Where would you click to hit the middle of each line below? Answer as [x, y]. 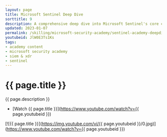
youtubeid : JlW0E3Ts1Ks [30, 38]
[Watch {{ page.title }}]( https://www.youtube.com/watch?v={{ [76, 109]
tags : [11, 42]
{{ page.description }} [28, 99]
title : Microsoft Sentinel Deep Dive [44, 14]
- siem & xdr [19, 56]
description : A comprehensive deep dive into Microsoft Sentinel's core [82, 24]
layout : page [19, 10]
